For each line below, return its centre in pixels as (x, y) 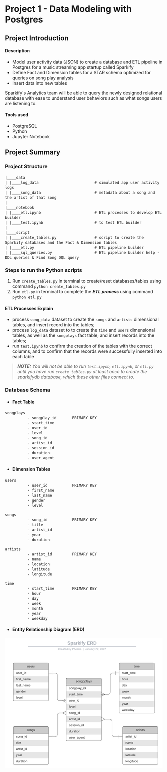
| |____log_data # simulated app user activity (82, 183)
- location (39, 564)
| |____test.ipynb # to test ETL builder (73, 223)
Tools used (17, 115)
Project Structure (26, 167)
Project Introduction (37, 38)
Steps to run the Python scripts (44, 270)
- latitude (39, 569)
